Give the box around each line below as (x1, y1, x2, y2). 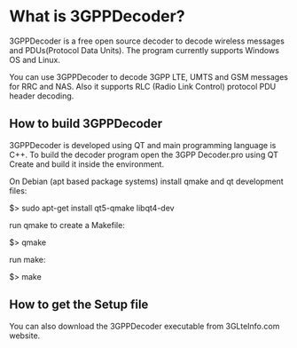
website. (9, 330, 41, 341)
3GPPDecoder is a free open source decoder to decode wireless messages (9, 36, 285, 46)
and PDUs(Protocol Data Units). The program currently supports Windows (9, 44, 279, 55)
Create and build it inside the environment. (9, 158, 165, 170)
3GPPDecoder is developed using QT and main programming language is (9, 139, 277, 150)
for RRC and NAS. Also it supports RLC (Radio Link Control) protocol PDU (9, 81, 277, 91)
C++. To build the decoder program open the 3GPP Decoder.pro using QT (9, 149, 279, 160)
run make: (9, 254, 46, 265)
